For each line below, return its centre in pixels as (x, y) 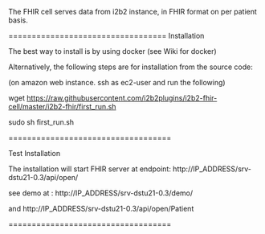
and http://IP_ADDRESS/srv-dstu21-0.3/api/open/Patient (101, 209)
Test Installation (35, 153)
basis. (18, 20)
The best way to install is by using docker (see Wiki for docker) (112, 51)
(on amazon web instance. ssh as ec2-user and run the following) (117, 82)
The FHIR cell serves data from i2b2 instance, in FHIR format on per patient (132, 12)
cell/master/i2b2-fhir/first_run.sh (62, 107)
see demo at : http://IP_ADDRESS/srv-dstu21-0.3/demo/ (101, 193)
